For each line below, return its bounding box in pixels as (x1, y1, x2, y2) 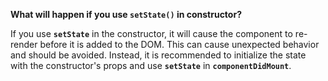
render (10, 39, 38, 50)
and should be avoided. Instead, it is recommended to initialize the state (10, 49, 307, 61)
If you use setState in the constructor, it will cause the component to (10, 28, 293, 39)
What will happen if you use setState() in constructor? (10, 9, 242, 20)
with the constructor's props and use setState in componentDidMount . (10, 60, 292, 71)
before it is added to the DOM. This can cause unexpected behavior (39, 39, 320, 50)
